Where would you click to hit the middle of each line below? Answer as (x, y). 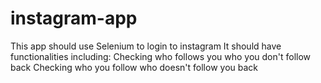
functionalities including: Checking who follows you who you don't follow (161, 56)
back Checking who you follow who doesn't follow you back (134, 67)
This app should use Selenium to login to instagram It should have (146, 46)
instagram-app (74, 18)
